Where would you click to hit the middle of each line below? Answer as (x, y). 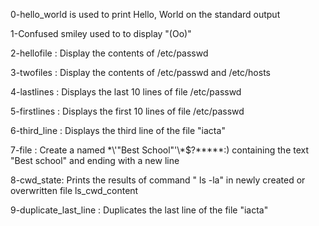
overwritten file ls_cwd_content (74, 190)
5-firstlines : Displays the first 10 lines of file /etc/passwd (127, 111)
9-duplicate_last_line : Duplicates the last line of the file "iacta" (139, 210)
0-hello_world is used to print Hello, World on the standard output (145, 14)
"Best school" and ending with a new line (95, 160)
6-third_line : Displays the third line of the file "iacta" (118, 130)
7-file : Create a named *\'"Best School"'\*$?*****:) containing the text (160, 150)
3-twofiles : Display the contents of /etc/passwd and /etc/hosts (140, 72)
